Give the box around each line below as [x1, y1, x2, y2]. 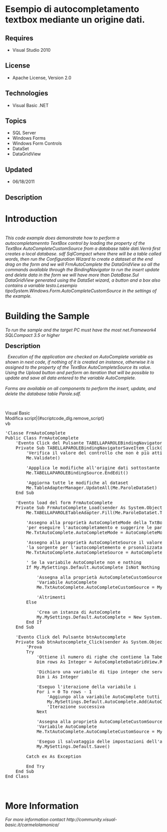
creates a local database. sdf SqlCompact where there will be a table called [5, 250, 162, 257]
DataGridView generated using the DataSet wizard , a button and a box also [5, 277, 161, 283]
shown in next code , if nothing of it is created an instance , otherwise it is [5, 359, 154, 365]
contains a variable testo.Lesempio [5, 282, 78, 288]
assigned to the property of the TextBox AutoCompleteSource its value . [5, 364, 152, 370]
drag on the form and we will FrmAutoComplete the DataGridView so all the [5, 261, 160, 267]
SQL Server [12, 130, 36, 136]
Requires [5, 34, 34, 42]
